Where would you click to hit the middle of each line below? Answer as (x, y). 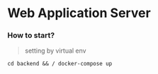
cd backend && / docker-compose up (60, 64)
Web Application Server (79, 13)
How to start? (31, 36)
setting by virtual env (55, 51)
